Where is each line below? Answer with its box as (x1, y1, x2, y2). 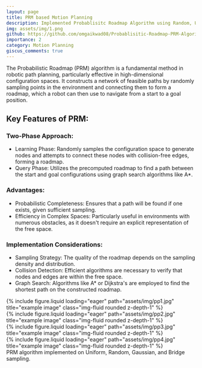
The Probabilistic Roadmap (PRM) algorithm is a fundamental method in (6, 64, 183, 72)
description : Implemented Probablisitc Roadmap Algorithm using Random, (6, 20, 192, 26)
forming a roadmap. (14, 158, 64, 165)
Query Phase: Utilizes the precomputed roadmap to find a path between (14, 165, 194, 172)
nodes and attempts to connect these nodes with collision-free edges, (14, 152, 189, 159)
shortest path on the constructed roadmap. (14, 286, 122, 293)
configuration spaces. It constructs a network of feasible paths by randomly (6, 77, 194, 84)
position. (6, 96, 28, 103)
